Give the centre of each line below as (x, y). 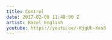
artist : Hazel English (35, 22)
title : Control (25, 11)
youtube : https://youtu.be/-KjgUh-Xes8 (56, 28)
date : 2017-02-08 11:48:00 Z (43, 17)
